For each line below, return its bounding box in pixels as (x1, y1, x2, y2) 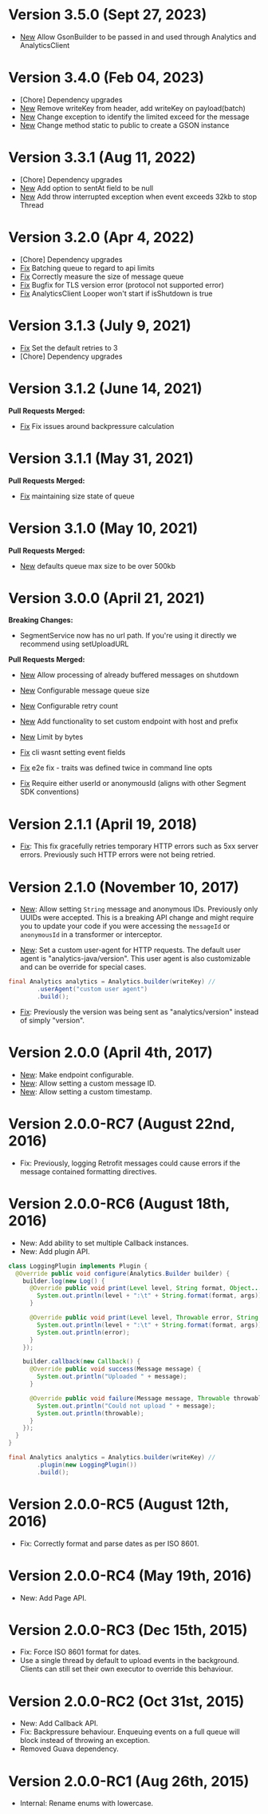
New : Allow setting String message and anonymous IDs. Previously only (19, 904, 258, 914)
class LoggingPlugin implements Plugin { (8, 1262, 148, 1270)
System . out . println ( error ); (37, 1328, 130, 1336)
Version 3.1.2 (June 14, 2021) (8, 379, 203, 397)
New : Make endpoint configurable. (19, 1070, 134, 1079)
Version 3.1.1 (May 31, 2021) (8, 449, 194, 467)
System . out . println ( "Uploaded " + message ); (37, 1372, 187, 1381)
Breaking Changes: (8, 615, 73, 625)
